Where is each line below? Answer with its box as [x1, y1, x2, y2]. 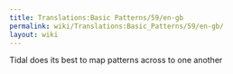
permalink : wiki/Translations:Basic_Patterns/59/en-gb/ [9, 22, 224, 31]
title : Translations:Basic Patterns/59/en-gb [9, 13, 183, 23]
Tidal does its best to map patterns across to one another [9, 55, 223, 66]
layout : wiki [9, 30, 59, 39]
